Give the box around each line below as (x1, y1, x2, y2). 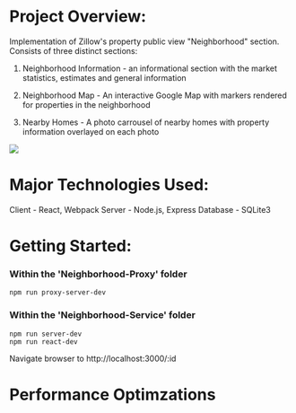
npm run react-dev (9, 337, 78, 347)
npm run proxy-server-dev (9, 288, 106, 297)
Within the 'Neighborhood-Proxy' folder (9, 268, 187, 280)
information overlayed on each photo (22, 126, 160, 136)
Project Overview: (9, 6, 146, 27)
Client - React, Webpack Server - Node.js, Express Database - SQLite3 (9, 204, 271, 215)
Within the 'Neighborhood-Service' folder (9, 309, 196, 321)
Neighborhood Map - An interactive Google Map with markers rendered (22, 90, 287, 101)
